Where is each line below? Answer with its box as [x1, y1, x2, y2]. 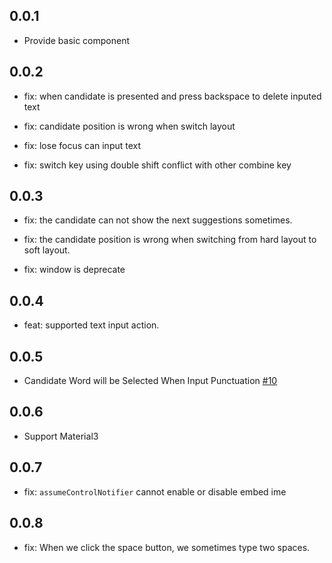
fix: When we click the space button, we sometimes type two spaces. [23, 541, 311, 553]
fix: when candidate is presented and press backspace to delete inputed [23, 90, 322, 102]
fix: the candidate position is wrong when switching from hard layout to [23, 234, 317, 246]
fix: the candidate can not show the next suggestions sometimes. [23, 214, 293, 226]
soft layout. [23, 244, 71, 256]
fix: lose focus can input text [23, 139, 142, 151]
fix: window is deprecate [23, 264, 126, 276]
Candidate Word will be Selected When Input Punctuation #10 [23, 375, 278, 387]
